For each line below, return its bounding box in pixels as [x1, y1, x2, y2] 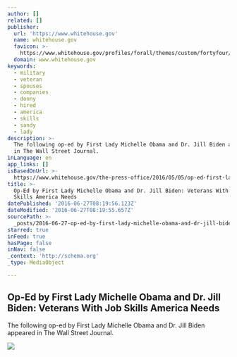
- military [13, 69, 46, 76]
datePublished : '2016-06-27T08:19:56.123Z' [7, 200, 138, 208]
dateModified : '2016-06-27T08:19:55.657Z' [7, 207, 134, 214]
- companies [13, 89, 49, 96]
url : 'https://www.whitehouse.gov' [13, 30, 119, 37]
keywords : [7, 63, 37, 70]
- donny [13, 96, 37, 103]
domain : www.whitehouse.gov [13, 56, 97, 63]
